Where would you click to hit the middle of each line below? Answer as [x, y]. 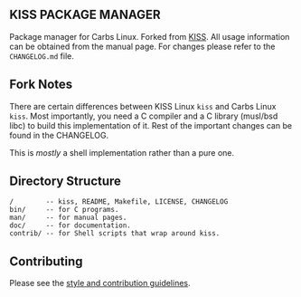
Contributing [46, 261]
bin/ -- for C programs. [64, 210]
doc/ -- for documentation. [70, 225]
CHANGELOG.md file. [42, 56]
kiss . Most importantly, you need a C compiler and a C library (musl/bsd [144, 116]
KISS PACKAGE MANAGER [85, 15]
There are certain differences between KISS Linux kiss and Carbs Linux [143, 106]
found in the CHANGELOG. [59, 135]
